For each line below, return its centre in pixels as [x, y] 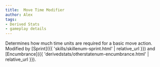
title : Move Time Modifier [35, 10]
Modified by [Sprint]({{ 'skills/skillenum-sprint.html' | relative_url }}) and [80, 49]
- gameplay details [26, 29]
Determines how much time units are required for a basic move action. [79, 43]
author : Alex [19, 15]
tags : [11, 19]
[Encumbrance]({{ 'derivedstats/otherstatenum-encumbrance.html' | [77, 54]
